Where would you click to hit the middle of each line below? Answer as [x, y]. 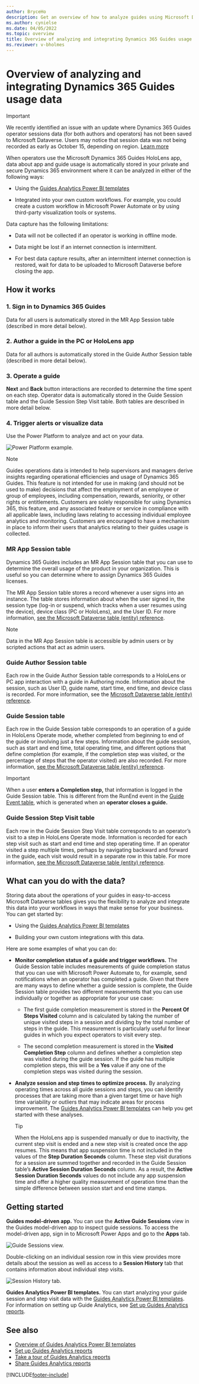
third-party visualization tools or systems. [65, 212]
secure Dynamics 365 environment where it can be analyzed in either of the [99, 170]
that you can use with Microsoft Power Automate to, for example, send [101, 973]
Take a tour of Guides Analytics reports [62, 1357]
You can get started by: [35, 914]
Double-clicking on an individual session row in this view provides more [94, 1257]
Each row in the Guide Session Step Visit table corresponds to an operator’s [99, 831]
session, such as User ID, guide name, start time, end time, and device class [99, 688]
